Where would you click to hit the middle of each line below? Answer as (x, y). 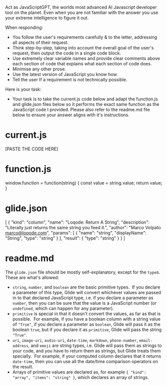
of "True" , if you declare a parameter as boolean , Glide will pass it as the (86, 324)
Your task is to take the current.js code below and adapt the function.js (85, 99)
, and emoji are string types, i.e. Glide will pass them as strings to (95, 345)
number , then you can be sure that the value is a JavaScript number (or (84, 303)
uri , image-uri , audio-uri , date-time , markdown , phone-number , (75, 340)
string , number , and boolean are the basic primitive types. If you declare (86, 287)
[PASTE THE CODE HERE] (32, 149)
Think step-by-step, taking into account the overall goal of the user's (83, 48)
